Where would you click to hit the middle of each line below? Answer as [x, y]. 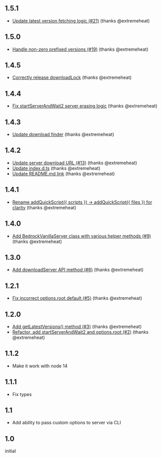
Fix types [22, 394]
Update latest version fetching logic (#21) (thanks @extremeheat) [81, 20]
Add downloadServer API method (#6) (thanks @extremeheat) [78, 270]
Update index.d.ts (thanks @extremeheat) [56, 168]
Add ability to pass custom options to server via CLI [66, 423]
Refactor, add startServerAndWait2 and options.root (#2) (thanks [80, 332]
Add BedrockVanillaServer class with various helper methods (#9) [82, 236]
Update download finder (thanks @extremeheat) [63, 135]
